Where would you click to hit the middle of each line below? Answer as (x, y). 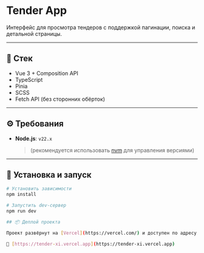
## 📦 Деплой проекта (33, 222)
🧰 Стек (20, 59)
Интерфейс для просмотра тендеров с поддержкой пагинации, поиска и (101, 27)
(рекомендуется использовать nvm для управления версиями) (112, 150)
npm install (21, 195)
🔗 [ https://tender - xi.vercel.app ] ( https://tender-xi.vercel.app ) (90, 244)
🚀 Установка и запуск (49, 174)
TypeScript (29, 79)
